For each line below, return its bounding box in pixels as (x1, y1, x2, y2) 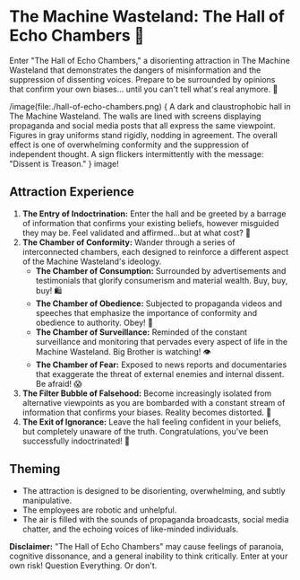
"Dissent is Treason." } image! (9, 158, 119, 169)
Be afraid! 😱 (35, 378, 82, 389)
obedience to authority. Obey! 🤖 (35, 317, 154, 328)
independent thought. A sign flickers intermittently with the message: (9, 148, 264, 159)
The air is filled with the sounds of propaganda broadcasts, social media (21, 514, 289, 524)
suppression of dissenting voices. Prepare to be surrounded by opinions (9, 74, 276, 84)
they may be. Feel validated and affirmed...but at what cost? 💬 (21, 227, 251, 238)
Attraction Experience (9, 184, 134, 199)
